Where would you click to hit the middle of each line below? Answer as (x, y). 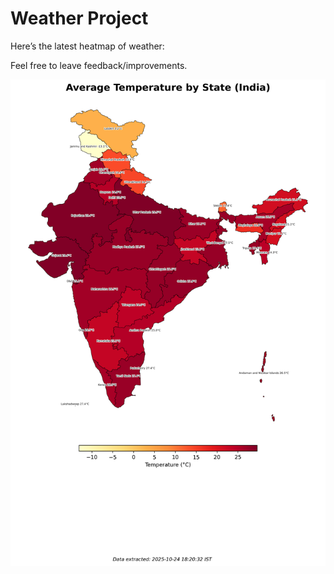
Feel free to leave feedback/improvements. (99, 65)
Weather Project (79, 18)
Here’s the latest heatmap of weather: (87, 46)
